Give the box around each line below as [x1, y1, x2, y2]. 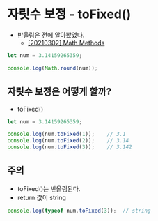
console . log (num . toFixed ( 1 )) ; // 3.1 [7, 130, 127, 138]
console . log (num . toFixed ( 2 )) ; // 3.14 [7, 137, 129, 144]
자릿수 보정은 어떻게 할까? [7, 86, 112, 98]
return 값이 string [17, 193, 66, 201]
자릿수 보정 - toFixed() [7, 6, 132, 22]
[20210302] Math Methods [27, 38, 105, 47]
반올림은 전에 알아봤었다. [17, 31, 85, 39]
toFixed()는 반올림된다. [17, 184, 81, 192]
